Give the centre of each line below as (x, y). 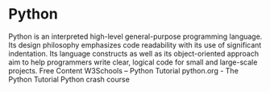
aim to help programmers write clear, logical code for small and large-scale (133, 62)
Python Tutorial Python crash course (69, 79)
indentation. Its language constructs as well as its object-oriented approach (134, 53)
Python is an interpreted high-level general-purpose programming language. (135, 36)
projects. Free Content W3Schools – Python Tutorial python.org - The (124, 70)
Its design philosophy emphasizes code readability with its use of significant (135, 44)
